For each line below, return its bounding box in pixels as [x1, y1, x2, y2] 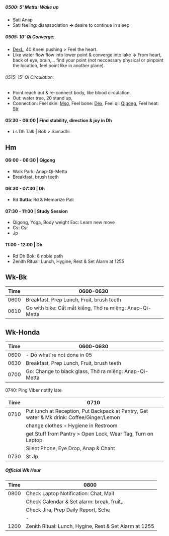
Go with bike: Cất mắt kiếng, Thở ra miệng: [26, 304, 126, 311]
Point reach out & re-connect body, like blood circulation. [12, 90, 131, 96]
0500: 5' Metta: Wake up [5, 4, 59, 10]
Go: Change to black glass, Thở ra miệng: [26, 368, 123, 375]
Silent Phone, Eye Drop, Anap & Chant [26, 445, 115, 452]
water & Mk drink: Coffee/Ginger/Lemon [26, 414, 120, 421]
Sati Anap [12, 17, 33, 23]
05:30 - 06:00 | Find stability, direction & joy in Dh [5, 117, 112, 123]
